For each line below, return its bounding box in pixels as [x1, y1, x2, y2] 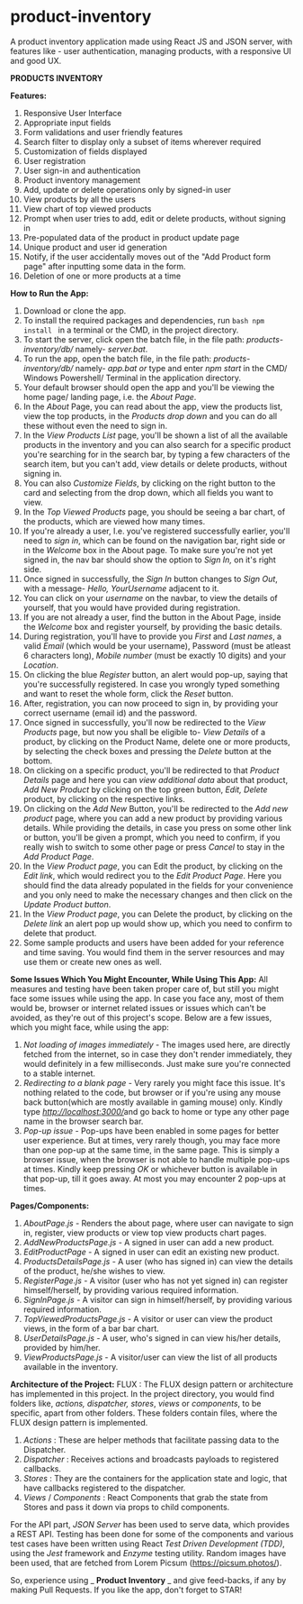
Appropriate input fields [22, 117, 111, 128]
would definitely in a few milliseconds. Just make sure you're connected [22, 1058, 291, 1069]
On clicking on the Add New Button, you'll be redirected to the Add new [22, 803, 289, 814]
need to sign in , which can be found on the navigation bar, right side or [22, 534, 286, 546]
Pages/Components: [10, 1200, 89, 1211]
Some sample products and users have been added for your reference [22, 937, 284, 948]
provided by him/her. [22, 1342, 101, 1353]
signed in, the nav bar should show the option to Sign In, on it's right [22, 554, 277, 565]
